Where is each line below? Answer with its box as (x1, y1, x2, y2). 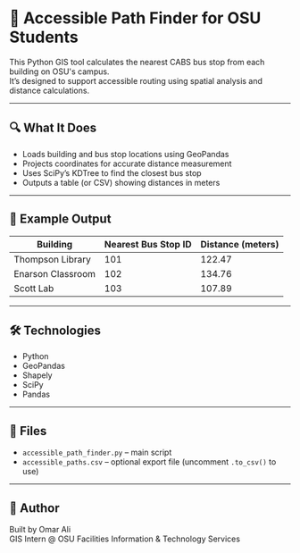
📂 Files (9, 423, 47, 439)
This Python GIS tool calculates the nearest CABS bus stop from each (9, 56, 265, 67)
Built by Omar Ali (9, 524, 71, 534)
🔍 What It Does (9, 121, 97, 136)
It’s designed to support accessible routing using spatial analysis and (9, 75, 263, 86)
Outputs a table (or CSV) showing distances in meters (21, 177, 221, 188)
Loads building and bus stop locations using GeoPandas (21, 148, 229, 159)
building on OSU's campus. (9, 66, 110, 77)
